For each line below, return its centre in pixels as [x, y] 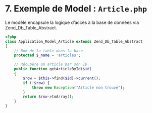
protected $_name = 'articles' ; [47, 55]
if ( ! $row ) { [36, 83]
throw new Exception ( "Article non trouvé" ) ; [78, 88]
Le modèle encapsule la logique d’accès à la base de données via [72, 22]
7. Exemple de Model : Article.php [76, 9]
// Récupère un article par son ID [51, 64]
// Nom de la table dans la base [49, 51]
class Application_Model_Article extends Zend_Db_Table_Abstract [74, 41]
